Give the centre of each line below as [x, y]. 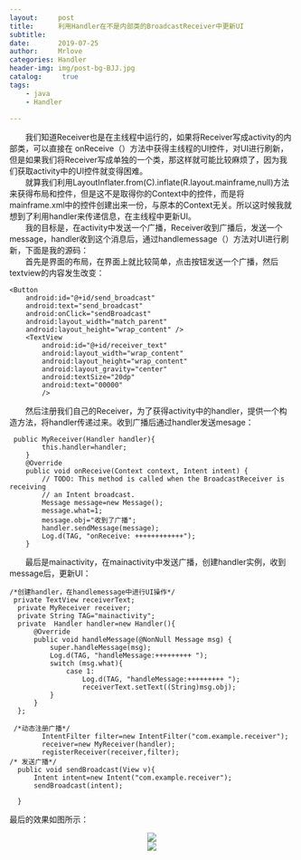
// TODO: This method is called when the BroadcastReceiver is [163, 479]
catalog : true [44, 77]
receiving [28, 487]
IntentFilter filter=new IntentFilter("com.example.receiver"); [165, 737]
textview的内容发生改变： [57, 273]
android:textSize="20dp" [89, 377]
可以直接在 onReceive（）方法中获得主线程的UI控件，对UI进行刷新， [161, 148]
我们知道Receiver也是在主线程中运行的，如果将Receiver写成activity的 [155, 138]
